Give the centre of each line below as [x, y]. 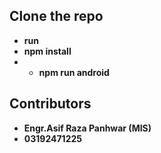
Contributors [50, 104]
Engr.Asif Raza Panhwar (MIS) [87, 128]
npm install [47, 51]
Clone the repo [56, 16]
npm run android [74, 72]
